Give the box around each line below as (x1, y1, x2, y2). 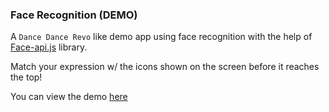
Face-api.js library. (10, 41, 88, 53)
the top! (10, 71, 43, 83)
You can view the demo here (10, 91, 128, 103)
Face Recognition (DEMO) (10, 8, 138, 22)
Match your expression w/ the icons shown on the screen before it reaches (10, 61, 320, 73)
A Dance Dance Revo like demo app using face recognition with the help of (10, 31, 313, 43)
